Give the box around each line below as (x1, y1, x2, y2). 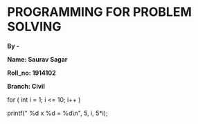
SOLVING (7, 19, 62, 35)
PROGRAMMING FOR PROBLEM (7, 4, 192, 20)
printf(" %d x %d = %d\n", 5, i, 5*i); (7, 109, 109, 117)
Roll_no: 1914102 (7, 69, 57, 77)
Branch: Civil (7, 82, 45, 90)
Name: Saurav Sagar (7, 55, 68, 63)
